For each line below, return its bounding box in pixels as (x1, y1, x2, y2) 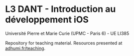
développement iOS (5, 14, 89, 25)
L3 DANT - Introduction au (5, 3, 116, 15)
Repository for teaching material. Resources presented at (5, 40, 123, 46)
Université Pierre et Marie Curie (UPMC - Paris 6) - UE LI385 (5, 30, 130, 36)
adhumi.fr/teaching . (5, 45, 46, 51)
